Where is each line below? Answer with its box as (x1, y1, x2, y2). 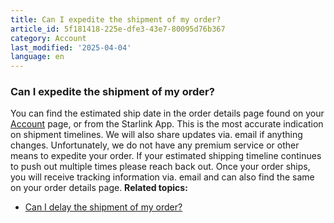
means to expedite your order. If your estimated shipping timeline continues (10, 150, 322, 162)
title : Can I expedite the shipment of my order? (10, 14, 222, 25)
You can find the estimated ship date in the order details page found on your (10, 107, 325, 120)
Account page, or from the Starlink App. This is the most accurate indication (10, 118, 324, 130)
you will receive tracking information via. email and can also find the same (10, 171, 315, 183)
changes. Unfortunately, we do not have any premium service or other (10, 139, 300, 151)
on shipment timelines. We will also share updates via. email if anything (10, 129, 303, 141)
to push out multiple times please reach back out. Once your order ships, (10, 161, 311, 173)
